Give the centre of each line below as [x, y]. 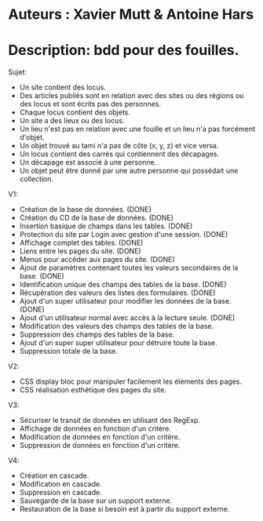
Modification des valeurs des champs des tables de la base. [117, 326]
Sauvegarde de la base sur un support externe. [96, 501]
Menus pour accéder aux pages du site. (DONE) [97, 260]
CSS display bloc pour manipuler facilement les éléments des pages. [130, 381]
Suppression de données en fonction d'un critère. [100, 446]
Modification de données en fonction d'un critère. [100, 437]
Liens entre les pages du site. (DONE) [80, 251]
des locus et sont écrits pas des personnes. [90, 104]
